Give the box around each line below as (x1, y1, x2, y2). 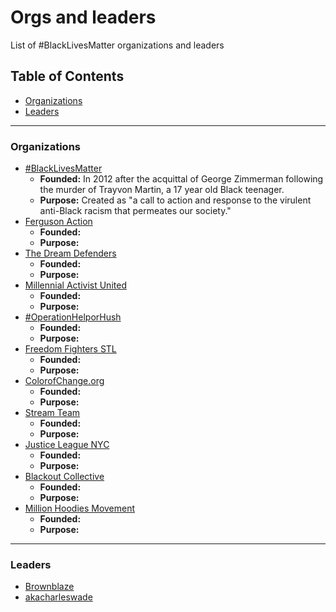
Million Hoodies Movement (24, 502, 136, 515)
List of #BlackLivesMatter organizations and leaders (10, 39, 225, 51)
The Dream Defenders (24, 247, 117, 260)
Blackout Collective (24, 471, 105, 483)
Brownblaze (24, 581, 75, 593)
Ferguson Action (24, 216, 93, 228)
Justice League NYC (24, 439, 110, 451)
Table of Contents (10, 68, 125, 85)
